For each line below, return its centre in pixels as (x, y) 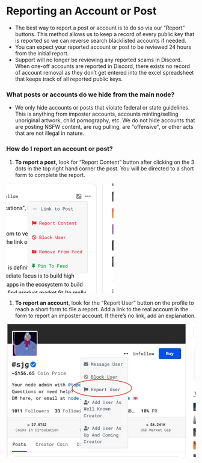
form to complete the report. (50, 175)
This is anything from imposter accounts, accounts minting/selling (96, 114)
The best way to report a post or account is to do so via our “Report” (100, 28)
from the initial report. (42, 53)
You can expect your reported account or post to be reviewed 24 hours (103, 47)
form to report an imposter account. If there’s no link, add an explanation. (105, 315)
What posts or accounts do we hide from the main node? (90, 95)
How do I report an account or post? (60, 149)
